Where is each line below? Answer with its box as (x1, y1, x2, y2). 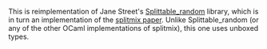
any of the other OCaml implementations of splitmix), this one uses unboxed (8, 24, 259, 32)
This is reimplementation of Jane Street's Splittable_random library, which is (8, 7, 259, 16)
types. (8, 32, 30, 41)
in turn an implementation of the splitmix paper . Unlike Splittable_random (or (8, 15, 260, 24)
